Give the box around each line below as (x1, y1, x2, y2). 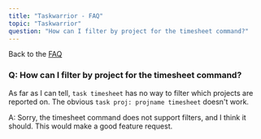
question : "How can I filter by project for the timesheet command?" (8, 27, 250, 35)
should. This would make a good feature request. (8, 121, 173, 131)
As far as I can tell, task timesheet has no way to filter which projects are (8, 88, 254, 98)
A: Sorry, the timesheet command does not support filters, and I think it (8, 112, 246, 122)
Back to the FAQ (8, 50, 63, 59)
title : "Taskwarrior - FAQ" (8, 11, 104, 20)
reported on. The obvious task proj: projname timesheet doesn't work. (8, 97, 250, 106)
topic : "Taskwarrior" (8, 20, 82, 28)
